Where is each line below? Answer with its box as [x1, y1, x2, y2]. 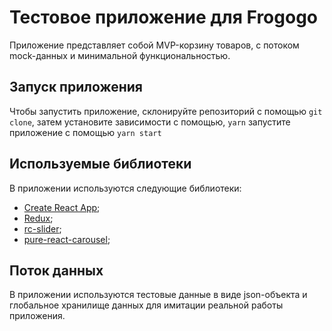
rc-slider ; [23, 222, 62, 235]
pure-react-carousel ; [23, 233, 111, 245]
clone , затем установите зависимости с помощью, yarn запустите [9, 116, 291, 128]
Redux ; [23, 212, 54, 224]
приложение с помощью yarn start [9, 126, 162, 138]
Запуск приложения [9, 79, 143, 96]
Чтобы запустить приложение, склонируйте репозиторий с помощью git [9, 105, 323, 117]
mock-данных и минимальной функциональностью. [9, 49, 231, 61]
